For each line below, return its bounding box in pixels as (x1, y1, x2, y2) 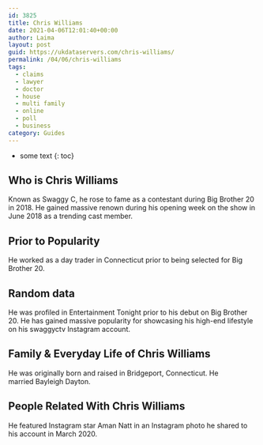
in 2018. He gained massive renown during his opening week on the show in (8, 203, 256, 213)
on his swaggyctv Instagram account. (8, 325, 130, 334)
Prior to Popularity (8, 234, 100, 247)
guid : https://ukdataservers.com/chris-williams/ (8, 48, 175, 56)
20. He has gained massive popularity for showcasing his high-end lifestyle (8, 316, 254, 326)
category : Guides (8, 129, 66, 137)
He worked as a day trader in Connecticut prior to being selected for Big (8, 255, 243, 265)
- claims (15, 70, 44, 78)
